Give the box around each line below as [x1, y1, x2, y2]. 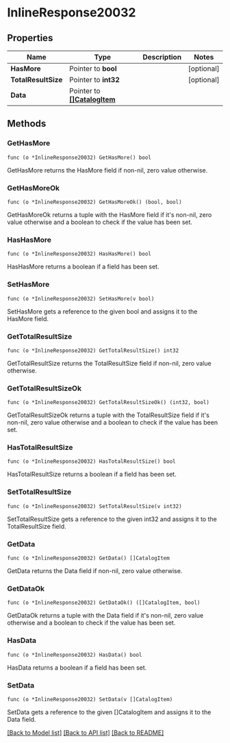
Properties [7, 32, 53, 44]
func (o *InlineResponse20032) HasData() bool [7, 651, 142, 658]
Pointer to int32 [69, 75, 120, 84]
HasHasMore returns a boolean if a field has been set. [7, 262, 159, 271]
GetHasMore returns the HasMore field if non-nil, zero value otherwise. [7, 166, 208, 174]
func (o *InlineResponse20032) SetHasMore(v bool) [7, 295, 155, 302]
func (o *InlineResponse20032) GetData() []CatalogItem [7, 555, 170, 562]
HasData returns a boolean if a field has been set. [7, 663, 147, 672]
